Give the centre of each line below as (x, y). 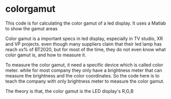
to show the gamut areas (31, 28)
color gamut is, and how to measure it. (46, 55)
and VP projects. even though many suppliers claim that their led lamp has (84, 44)
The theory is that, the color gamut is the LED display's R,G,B (70, 91)
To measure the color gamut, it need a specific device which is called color (84, 65)
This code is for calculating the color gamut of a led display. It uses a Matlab (86, 23)
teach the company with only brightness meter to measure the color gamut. (85, 81)
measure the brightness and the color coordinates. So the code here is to (82, 75)
